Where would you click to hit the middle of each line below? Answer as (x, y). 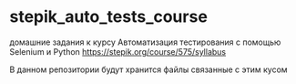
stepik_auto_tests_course (108, 17)
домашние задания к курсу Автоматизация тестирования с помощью (145, 42)
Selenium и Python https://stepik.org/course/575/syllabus (117, 51)
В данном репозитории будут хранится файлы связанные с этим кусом (149, 69)
